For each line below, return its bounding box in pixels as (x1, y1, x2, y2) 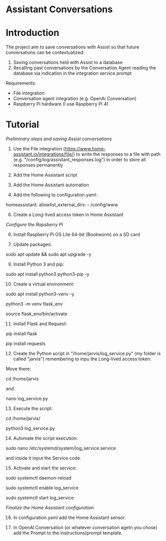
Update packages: (13, 242, 52, 248)
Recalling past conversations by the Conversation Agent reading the (13, 65, 156, 71)
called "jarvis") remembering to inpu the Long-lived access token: (13, 356, 152, 362)
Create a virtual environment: (13, 281, 74, 287)
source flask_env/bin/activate (6, 311, 68, 317)
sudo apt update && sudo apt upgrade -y (6, 251, 92, 257)
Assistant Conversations (6, 4, 113, 15)
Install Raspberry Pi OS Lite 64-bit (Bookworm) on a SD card (13, 231, 141, 237)
